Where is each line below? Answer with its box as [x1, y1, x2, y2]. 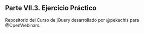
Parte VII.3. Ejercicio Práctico [5, 4, 97, 12]
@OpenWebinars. [5, 22, 41, 28]
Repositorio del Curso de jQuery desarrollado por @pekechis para [5, 17, 139, 23]
